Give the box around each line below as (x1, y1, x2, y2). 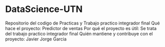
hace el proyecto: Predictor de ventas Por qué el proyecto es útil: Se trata (5, 25, 157, 31)
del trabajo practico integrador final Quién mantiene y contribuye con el (5, 30, 153, 36)
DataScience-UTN (5, 3, 83, 15)
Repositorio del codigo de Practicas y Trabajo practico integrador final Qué (5, 20, 160, 26)
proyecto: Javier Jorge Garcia (5, 36, 67, 42)
